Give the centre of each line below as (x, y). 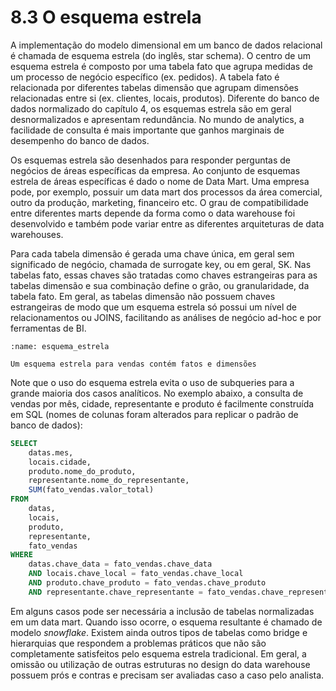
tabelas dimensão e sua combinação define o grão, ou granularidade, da (160, 285)
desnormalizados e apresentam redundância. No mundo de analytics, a (157, 119)
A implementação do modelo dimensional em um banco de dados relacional (166, 45)
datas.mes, (51, 452)
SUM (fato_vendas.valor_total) (91, 490)
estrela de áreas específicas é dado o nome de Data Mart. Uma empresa (160, 181)
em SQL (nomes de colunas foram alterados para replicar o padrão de (154, 414)
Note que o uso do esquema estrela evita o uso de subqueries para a (152, 382)
